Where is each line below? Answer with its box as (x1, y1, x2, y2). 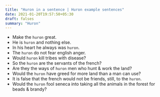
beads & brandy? (12, 86, 47, 92)
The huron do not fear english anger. (12, 50, 86, 56)
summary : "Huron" (5, 21, 41, 26)
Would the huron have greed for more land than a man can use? (12, 71, 141, 76)
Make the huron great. (12, 34, 57, 40)
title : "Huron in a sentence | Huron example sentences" (5, 7, 125, 12)
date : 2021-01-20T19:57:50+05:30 (5, 12, 74, 17)
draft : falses (5, 16, 34, 21)
